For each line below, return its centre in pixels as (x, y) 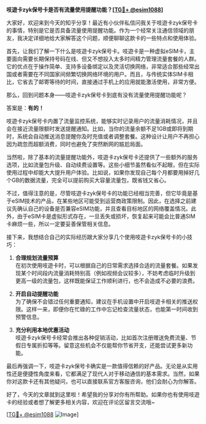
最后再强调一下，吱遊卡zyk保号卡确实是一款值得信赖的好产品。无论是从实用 (102, 366)
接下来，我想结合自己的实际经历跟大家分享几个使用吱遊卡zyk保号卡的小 (97, 237)
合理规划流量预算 (37, 258)
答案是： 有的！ (25, 108)
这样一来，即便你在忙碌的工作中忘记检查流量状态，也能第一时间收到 (112, 309)
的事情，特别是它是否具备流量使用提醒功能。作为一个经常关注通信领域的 (97, 30)
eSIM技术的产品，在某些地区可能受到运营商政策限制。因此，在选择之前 (101, 201)
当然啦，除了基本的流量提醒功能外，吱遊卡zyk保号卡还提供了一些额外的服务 (102, 157)
